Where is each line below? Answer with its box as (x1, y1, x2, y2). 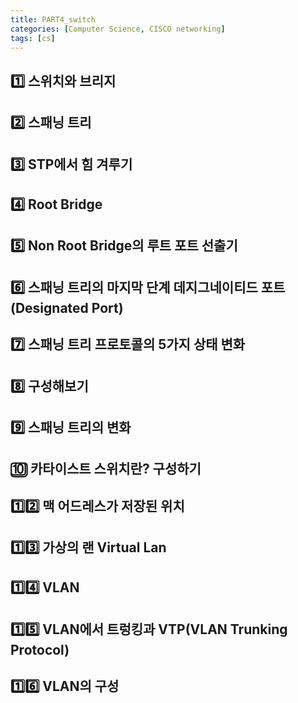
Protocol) (10, 641, 70, 658)
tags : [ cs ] (10, 33, 56, 43)
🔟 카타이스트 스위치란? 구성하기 (10, 461, 202, 478)
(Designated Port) (10, 299, 124, 316)
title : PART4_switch (10, 14, 97, 25)
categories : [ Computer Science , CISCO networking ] (10, 24, 226, 34)
